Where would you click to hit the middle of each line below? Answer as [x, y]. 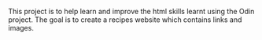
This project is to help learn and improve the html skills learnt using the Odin [131, 11]
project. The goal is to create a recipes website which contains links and [125, 20]
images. [21, 28]
